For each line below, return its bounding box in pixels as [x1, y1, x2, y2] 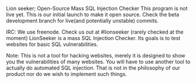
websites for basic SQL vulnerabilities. [6, 41, 98, 48]
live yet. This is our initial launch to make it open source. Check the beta [6, 11, 180, 18]
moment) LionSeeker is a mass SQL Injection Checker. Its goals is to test [6, 35, 181, 41]
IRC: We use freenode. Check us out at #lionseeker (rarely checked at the [6, 28, 184, 35]
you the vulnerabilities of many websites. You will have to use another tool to [6, 58, 191, 65]
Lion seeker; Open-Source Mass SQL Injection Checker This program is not [6, 5, 188, 12]
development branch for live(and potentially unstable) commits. [6, 17, 159, 24]
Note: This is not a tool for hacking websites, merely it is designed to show [6, 52, 185, 59]
